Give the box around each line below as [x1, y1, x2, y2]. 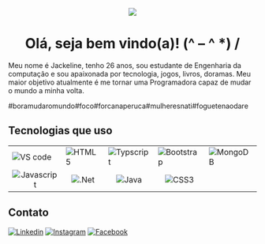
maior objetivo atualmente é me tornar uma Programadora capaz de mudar [8, 77, 252, 87]
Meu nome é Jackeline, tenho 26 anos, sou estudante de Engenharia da [8, 60, 242, 70]
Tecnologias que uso [8, 124, 113, 137]
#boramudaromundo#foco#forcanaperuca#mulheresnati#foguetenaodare [8, 101, 248, 111]
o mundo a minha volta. [8, 85, 84, 95]
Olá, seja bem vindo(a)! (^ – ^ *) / [24, 35, 241, 53]
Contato [8, 206, 49, 220]
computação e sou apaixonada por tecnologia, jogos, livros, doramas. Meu [8, 69, 251, 78]
